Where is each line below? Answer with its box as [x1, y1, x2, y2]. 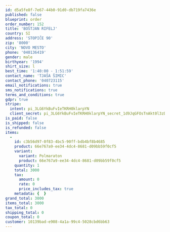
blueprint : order [5, 17, 42, 22]
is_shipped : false [5, 120, 44, 126]
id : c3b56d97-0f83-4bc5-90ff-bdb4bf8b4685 [14, 139, 105, 144]
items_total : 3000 [5, 201, 44, 206]
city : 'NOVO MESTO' [5, 45, 47, 50]
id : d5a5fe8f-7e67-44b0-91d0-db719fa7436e [5, 7, 96, 13]
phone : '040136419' [5, 50, 47, 55]
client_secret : [10, 111, 42, 117]
